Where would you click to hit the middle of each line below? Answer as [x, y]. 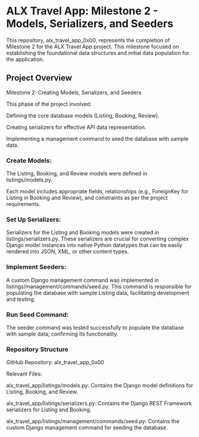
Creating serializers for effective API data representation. [76, 127]
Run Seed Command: [37, 315]
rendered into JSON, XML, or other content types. [68, 251]
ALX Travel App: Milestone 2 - [82, 11]
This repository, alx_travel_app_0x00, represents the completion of [88, 40]
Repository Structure [37, 349]
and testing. [21, 299]
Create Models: [29, 161]
